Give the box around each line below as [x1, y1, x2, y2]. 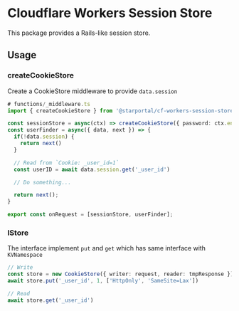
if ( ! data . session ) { [14, 133, 75, 140]
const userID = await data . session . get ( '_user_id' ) [14, 166, 171, 173]
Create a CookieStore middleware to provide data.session [7, 87, 178, 95]
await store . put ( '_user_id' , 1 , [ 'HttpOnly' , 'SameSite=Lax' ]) [7, 278, 199, 285]
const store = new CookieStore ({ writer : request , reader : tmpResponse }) [7, 270, 234, 278]
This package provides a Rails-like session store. [7, 28, 151, 37]
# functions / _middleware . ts [7, 100, 91, 107]
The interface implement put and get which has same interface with [7, 244, 206, 253]
